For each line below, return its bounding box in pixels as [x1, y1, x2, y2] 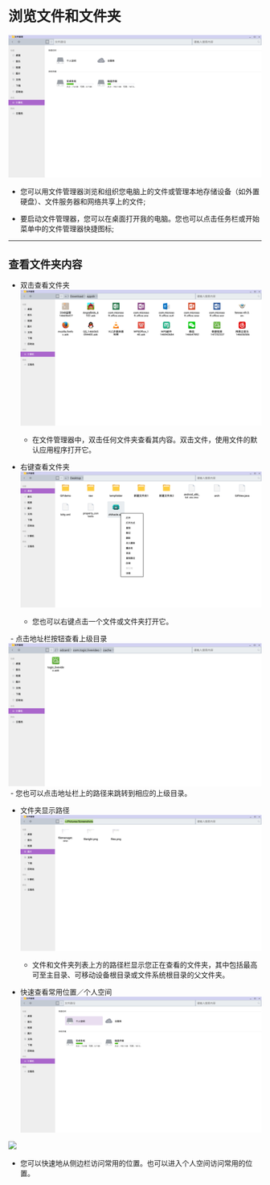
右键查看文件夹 [19, 462, 70, 472]
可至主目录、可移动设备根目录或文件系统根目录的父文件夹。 [31, 970, 230, 980]
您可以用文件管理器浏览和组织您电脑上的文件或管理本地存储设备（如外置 [19, 187, 260, 197]
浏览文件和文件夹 [8, 7, 122, 26]
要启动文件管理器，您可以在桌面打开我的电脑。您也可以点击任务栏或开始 [19, 214, 260, 224]
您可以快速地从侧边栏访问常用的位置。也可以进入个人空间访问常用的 [19, 1158, 246, 1168]
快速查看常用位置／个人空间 [19, 988, 112, 997]
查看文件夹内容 [8, 257, 83, 271]
